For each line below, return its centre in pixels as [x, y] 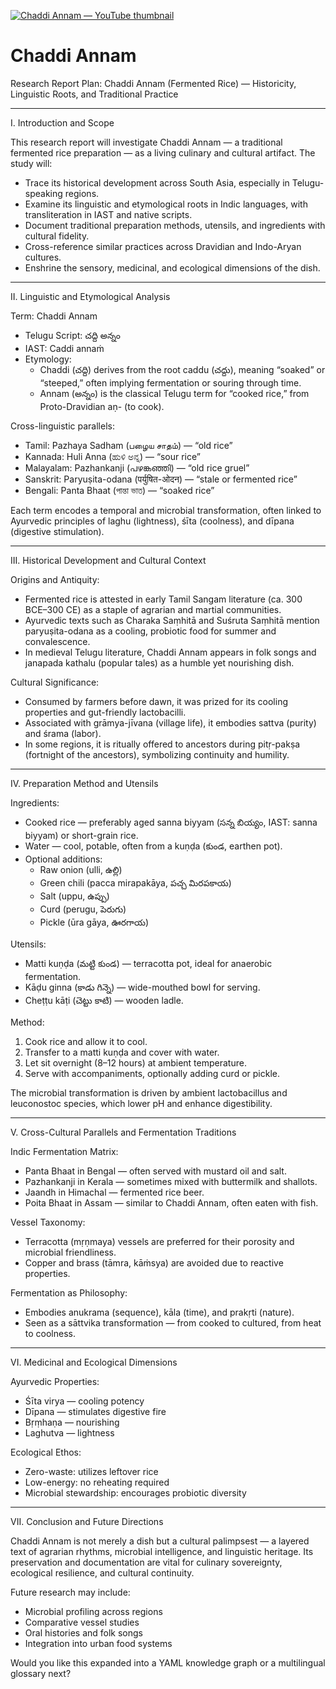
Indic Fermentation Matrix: [64, 1151]
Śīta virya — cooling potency [84, 1401]
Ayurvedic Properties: [55, 1381]
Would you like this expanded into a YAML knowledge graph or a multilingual [168, 1662]
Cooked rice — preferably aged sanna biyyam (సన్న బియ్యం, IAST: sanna [171, 822]
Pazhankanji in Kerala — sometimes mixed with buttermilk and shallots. [171, 1181]
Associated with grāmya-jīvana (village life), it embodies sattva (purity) [170, 722]
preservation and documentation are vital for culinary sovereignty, [146, 1562]
